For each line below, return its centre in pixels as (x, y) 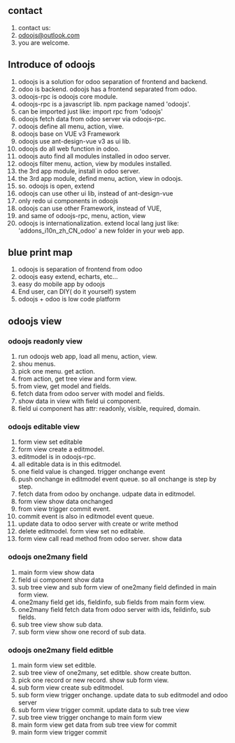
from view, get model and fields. (64, 386)
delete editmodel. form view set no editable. (81, 531)
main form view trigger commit (62, 732)
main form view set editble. (57, 665)
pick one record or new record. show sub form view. (93, 680)
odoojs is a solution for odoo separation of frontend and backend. (113, 81)
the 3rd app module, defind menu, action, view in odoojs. (100, 178)
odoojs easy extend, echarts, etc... (68, 277)
